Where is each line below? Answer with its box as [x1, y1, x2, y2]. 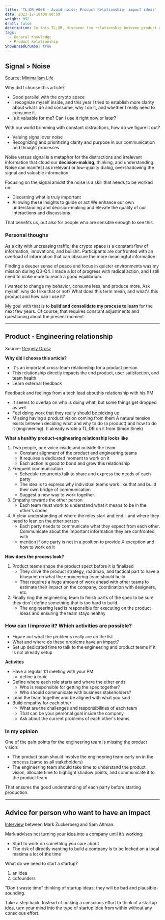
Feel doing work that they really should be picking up [12, 410, 120, 416]
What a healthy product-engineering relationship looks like [5, 435, 128, 441]
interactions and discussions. [12, 210, 72, 216]
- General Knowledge [9, 35, 52, 40]
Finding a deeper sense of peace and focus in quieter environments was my [5, 263, 159, 269]
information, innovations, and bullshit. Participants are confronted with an [5, 248, 154, 254]
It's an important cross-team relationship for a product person [12, 364, 138, 370]
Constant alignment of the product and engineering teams [19, 450, 137, 456]
